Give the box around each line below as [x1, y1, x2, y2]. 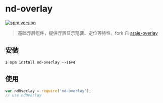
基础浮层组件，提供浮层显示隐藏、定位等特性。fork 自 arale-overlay [17, 30, 158, 36]
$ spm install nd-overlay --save [5, 60, 76, 65]
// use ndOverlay [5, 93, 42, 98]
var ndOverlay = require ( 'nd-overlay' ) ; [5, 88, 92, 93]
